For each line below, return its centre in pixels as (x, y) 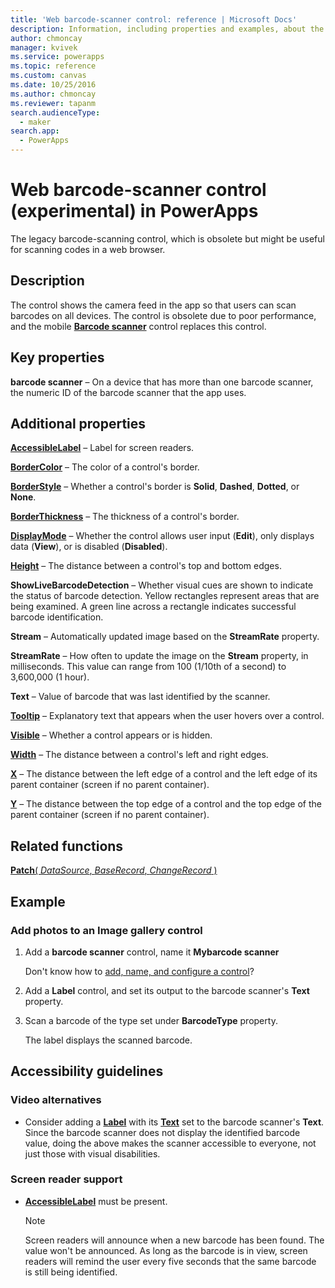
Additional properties (78, 423)
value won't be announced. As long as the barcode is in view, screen (166, 1250)
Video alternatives (56, 1100)
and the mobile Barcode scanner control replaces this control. (138, 326)
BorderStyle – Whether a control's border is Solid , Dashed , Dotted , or (155, 487)
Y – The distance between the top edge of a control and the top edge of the (166, 804)
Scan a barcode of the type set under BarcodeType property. (151, 1020)
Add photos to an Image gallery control (106, 930)
